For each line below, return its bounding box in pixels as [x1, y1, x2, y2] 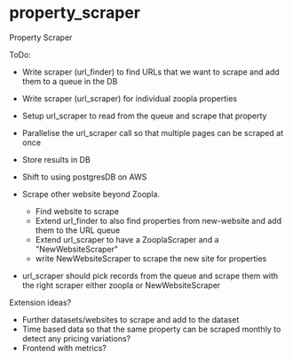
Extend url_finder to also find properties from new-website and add [35, 215, 282, 226]
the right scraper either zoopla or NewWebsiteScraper [21, 279, 221, 291]
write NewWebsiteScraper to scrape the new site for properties [35, 252, 267, 264]
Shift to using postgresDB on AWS [21, 172, 147, 182]
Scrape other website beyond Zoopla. [21, 188, 161, 199]
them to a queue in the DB [21, 76, 118, 86]
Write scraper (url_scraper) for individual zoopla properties [21, 92, 238, 104]
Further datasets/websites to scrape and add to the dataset [21, 314, 240, 324]
